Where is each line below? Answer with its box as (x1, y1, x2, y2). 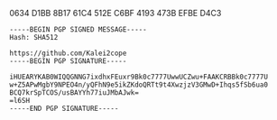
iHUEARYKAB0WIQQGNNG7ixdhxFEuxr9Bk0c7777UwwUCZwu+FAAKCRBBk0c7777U (9, 72, 269, 81)
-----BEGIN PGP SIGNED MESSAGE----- (9, 25, 147, 34)
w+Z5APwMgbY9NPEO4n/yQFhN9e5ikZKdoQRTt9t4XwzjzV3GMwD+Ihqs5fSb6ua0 (9, 80, 269, 89)
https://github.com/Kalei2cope (9, 49, 127, 58)
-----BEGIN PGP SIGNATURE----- (9, 57, 127, 66)
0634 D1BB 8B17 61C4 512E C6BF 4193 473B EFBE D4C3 (9, 8, 222, 18)
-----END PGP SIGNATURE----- (9, 104, 119, 113)
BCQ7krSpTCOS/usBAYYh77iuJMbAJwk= (9, 88, 140, 97)
